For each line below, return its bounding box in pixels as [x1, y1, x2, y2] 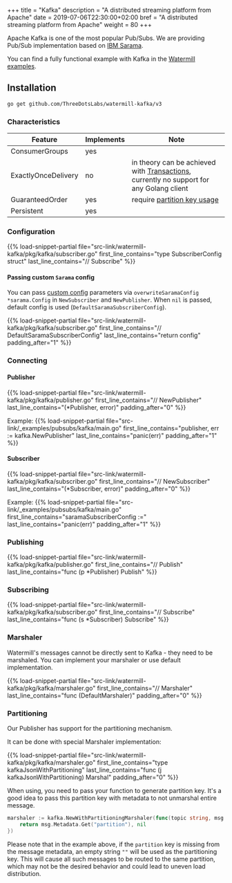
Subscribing [7, 585, 50, 594]
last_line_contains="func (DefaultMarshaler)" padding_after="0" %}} [7, 691, 202, 700]
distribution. [7, 869, 41, 877]
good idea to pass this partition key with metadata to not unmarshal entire [7, 794, 217, 802]
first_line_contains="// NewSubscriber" [99, 477, 211, 485]
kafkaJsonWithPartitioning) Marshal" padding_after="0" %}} [7, 773, 179, 781]
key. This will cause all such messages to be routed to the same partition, [7, 855, 215, 863]
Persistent [10, 206, 43, 215]
